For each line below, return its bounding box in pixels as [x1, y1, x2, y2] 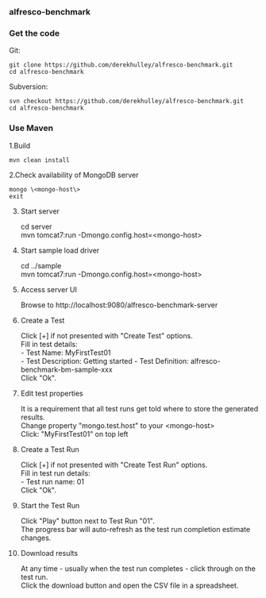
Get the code [9, 27, 60, 38]
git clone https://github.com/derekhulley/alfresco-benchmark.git [9, 61, 233, 69]
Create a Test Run [20, 444, 80, 454]
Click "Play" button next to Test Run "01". [20, 515, 156, 526]
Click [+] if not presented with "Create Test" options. [20, 330, 193, 340]
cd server [20, 222, 52, 231]
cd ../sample [20, 260, 62, 270]
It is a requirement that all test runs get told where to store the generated [20, 403, 259, 413]
